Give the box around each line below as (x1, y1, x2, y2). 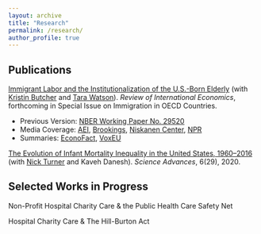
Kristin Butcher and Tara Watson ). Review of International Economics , (8, 93, 236, 102)
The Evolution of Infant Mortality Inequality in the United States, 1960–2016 (8, 148, 252, 159)
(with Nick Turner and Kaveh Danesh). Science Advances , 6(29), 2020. (8, 157, 240, 167)
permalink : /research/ (8, 26, 83, 34)
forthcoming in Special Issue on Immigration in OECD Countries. (8, 101, 217, 111)
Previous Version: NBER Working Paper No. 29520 (19, 117, 185, 126)
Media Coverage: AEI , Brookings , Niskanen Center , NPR (19, 125, 202, 135)
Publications (8, 63, 72, 76)
